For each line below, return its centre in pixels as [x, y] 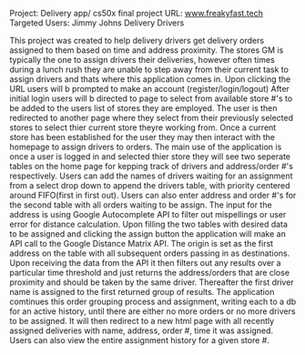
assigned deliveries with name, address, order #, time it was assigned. [142, 330]
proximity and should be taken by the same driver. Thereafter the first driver [152, 282]
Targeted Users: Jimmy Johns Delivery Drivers [97, 23]
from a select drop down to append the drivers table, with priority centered [150, 185]
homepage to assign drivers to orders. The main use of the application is [146, 147]
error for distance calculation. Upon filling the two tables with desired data [149, 224]
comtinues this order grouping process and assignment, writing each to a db [153, 301]
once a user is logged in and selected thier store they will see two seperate [150, 157]
